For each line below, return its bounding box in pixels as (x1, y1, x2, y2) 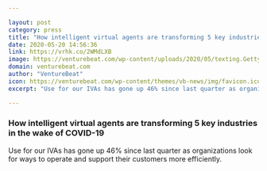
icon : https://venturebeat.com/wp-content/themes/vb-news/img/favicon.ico (8, 77, 261, 85)
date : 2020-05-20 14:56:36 (8, 40, 98, 48)
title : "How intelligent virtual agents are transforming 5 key (8, 33, 226, 41)
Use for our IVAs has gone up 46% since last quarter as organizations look (8, 146, 253, 155)
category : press (8, 25, 62, 34)
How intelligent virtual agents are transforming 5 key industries (8, 118, 258, 129)
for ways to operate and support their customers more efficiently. (8, 154, 222, 163)
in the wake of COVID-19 (8, 127, 105, 139)
